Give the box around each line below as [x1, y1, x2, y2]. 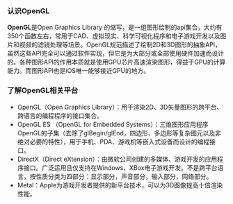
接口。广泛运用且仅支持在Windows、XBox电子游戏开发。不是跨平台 [23, 163, 218, 171]
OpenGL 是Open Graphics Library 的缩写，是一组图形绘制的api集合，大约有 [7, 23, 223, 32]
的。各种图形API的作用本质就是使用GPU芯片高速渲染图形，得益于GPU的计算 [7, 58, 226, 67]
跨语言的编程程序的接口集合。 [17, 111, 103, 119]
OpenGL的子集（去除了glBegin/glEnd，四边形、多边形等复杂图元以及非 [17, 128, 221, 137]
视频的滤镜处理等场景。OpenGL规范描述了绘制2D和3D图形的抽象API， [19, 40, 221, 49]
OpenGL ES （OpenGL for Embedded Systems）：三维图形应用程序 [17, 120, 209, 128]
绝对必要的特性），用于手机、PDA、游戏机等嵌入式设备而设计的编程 [17, 137, 210, 146]
